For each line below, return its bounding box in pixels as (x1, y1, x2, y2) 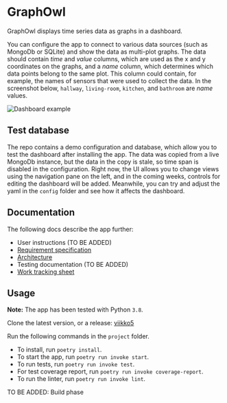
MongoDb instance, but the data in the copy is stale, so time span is (7, 157, 199, 166)
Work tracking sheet (16, 268, 75, 276)
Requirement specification (16, 246, 92, 254)
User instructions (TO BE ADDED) (16, 238, 112, 246)
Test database (7, 124, 70, 136)
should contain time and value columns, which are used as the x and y (7, 54, 206, 63)
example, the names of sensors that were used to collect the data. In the (7, 76, 211, 85)
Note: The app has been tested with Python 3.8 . (7, 305, 143, 314)
